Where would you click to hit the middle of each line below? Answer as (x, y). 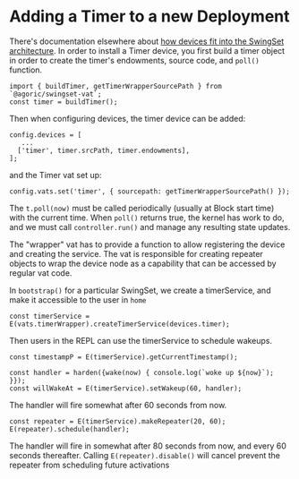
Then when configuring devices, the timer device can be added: (128, 118)
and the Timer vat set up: (56, 175)
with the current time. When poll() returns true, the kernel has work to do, (147, 218)
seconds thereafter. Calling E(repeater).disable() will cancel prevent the (145, 455)
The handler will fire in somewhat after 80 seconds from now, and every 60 (148, 446)
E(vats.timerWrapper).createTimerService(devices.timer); (120, 324)
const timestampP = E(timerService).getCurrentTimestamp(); (124, 357)
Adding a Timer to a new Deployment (149, 17)
